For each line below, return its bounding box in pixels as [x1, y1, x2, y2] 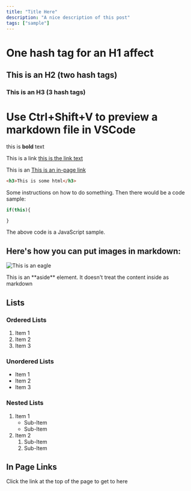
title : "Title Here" [6, 8, 58, 15]
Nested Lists [6, 399, 44, 407]
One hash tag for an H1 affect [6, 46, 154, 60]
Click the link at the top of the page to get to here [6, 478, 128, 485]
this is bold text [6, 143, 45, 150]
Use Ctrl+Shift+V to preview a [6, 110, 158, 124]
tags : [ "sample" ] [6, 20, 50, 26]
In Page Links [6, 461, 57, 472]
